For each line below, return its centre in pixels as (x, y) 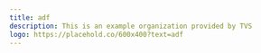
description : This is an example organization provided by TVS (131, 26)
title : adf (30, 18)
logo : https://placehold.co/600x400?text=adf (96, 34)
